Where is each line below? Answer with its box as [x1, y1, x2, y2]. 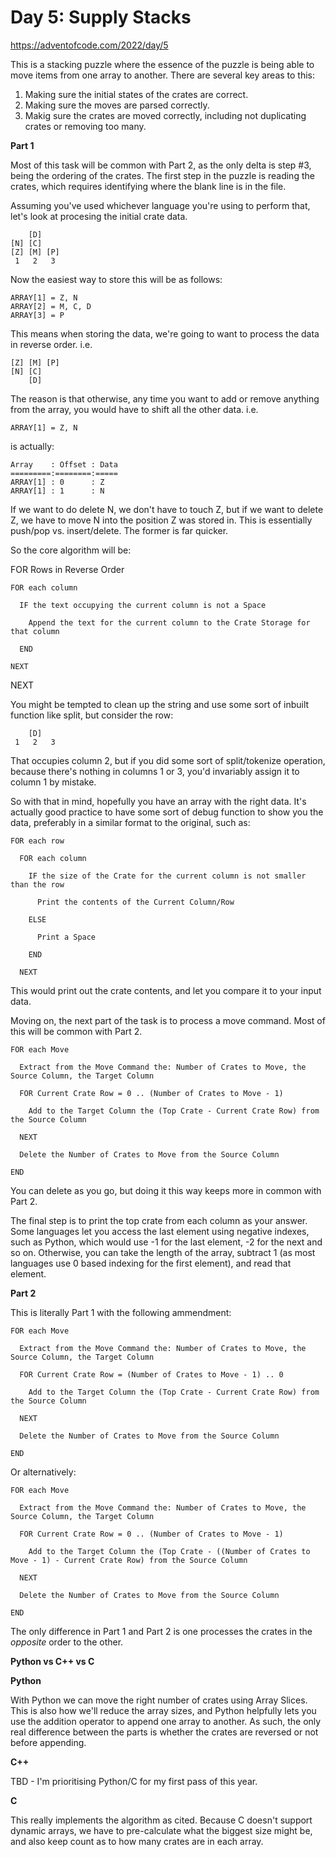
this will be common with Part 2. [10, 1025, 143, 1037]
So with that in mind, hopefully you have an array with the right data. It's [10, 795, 307, 807]
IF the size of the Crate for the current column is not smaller [28, 871, 307, 881]
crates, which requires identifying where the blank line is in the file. [10, 180, 287, 192]
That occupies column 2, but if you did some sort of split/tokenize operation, [10, 754, 326, 766]
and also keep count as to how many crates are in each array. [10, 1835, 264, 1847]
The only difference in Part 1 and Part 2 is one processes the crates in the [10, 1625, 313, 1637]
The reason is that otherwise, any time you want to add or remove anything [10, 392, 320, 405]
